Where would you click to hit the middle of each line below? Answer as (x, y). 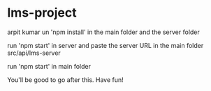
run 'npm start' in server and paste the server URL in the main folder (105, 45)
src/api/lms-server (34, 53)
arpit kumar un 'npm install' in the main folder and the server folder (104, 32)
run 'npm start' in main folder (49, 66)
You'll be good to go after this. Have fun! (65, 80)
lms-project (42, 13)
